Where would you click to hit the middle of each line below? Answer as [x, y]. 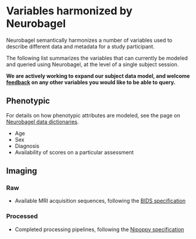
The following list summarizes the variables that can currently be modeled [97, 58]
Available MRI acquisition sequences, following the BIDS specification [100, 201]
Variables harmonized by [69, 11]
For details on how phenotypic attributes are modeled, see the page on [93, 115]
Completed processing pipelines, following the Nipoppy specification [99, 229]
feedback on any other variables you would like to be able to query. [91, 82]
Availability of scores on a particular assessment [74, 152]
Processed [22, 216]
